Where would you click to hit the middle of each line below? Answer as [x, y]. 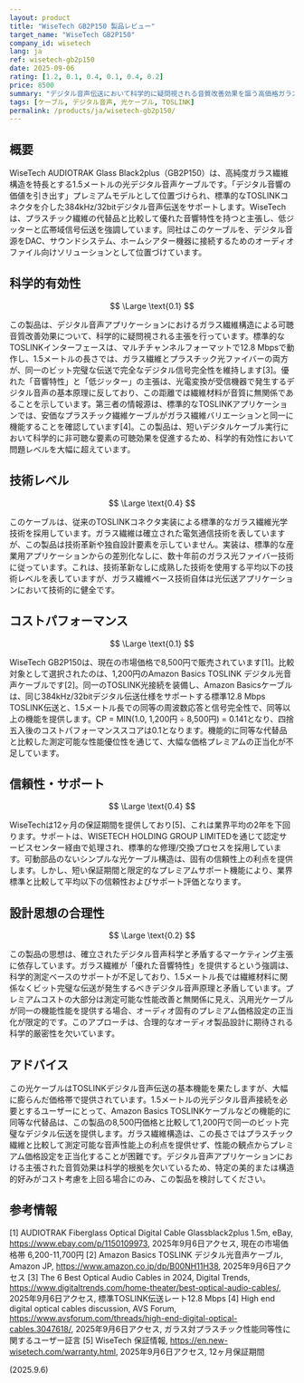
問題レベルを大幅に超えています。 [72, 449]
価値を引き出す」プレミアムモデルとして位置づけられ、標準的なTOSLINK [145, 196]
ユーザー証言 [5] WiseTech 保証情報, [101, 1340]
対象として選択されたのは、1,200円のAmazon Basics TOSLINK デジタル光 [147, 673]
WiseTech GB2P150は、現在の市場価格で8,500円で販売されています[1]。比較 [152, 662]
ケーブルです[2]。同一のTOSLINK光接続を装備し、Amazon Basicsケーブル [155, 684]
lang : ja [26, 52]
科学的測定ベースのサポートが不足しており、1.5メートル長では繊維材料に [145, 977]
